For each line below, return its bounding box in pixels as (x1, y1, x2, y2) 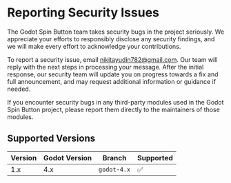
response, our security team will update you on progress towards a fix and (7, 70, 219, 78)
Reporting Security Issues (7, 5, 160, 21)
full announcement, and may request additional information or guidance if (7, 77, 216, 85)
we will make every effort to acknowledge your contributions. (7, 42, 181, 50)
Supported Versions (7, 133, 95, 144)
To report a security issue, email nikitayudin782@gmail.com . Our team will (7, 55, 218, 63)
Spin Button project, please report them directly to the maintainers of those (7, 105, 221, 114)
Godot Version (43, 153, 92, 162)
